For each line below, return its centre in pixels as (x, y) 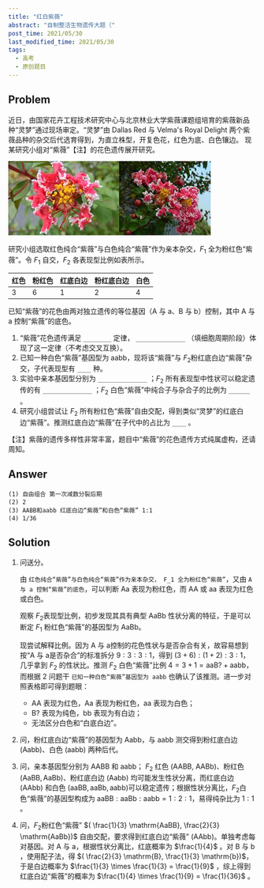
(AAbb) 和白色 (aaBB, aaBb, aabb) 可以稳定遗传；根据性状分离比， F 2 (130, 788)
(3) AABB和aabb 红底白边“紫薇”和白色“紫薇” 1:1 (81, 510)
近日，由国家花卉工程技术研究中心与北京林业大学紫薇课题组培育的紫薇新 (125, 119)
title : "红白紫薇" (36, 17)
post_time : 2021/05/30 (45, 33)
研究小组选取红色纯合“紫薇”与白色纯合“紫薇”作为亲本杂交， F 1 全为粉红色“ (127, 249)
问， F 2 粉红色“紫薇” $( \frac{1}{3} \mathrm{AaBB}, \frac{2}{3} (119, 826)
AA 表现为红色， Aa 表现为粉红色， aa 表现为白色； (113, 703)
